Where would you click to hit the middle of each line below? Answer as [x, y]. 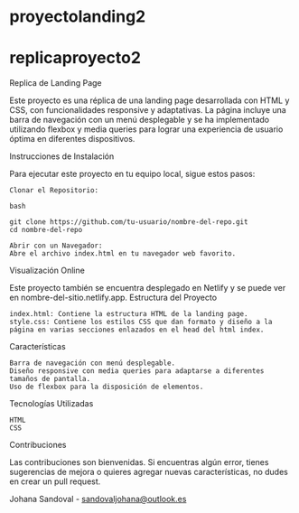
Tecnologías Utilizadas [51, 404]
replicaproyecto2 [75, 58]
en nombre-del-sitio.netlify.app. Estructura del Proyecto [113, 298]
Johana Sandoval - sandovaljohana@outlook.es [98, 499]
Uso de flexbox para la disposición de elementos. [107, 387]
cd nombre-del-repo [46, 230]
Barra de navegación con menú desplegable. [93, 363]
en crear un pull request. [55, 481]
